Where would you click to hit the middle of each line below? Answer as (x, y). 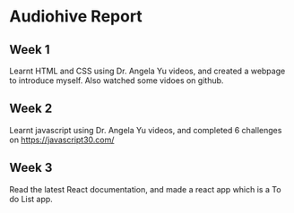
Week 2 (31, 109)
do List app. (31, 199)
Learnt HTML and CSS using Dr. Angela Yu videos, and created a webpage (147, 71)
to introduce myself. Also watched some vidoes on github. (117, 81)
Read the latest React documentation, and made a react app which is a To (145, 189)
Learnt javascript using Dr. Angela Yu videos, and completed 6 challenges (146, 130)
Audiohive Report (76, 17)
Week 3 (31, 168)
